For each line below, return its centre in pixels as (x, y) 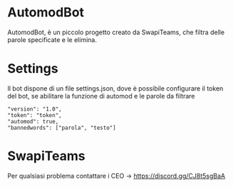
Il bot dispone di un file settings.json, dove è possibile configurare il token (115, 88)
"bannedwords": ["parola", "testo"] (62, 128)
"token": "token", (35, 115)
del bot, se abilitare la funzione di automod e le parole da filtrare (101, 96)
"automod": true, (33, 121)
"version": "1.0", (35, 109)
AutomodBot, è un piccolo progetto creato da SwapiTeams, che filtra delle (116, 32)
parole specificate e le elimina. (52, 39)
